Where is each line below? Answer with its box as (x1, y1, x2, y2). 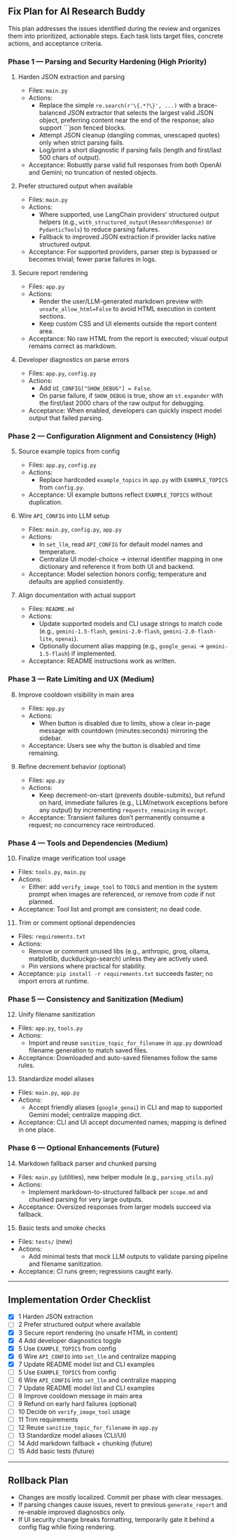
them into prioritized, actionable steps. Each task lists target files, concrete (8, 32, 223, 40)
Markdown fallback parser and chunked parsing (18, 1159, 157, 1168)
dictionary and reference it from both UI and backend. (39, 563, 195, 571)
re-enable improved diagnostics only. (18, 1508, 126, 1516)
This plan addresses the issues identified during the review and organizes (8, 24, 221, 32)
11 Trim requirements (18, 1415, 78, 1424)
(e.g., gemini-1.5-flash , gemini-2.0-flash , (39, 627, 162, 636)
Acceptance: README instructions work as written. (28, 657, 176, 665)
